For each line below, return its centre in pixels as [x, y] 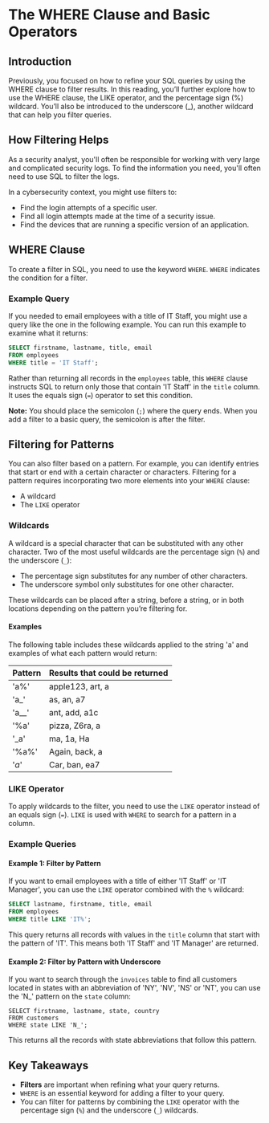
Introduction [40, 61]
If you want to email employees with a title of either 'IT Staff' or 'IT [118, 881]
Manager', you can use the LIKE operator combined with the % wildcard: [126, 889]
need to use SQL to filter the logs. [64, 176]
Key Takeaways [49, 1065]
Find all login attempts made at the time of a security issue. [118, 216]
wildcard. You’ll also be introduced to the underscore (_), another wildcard [131, 106]
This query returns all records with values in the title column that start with [134, 934]
